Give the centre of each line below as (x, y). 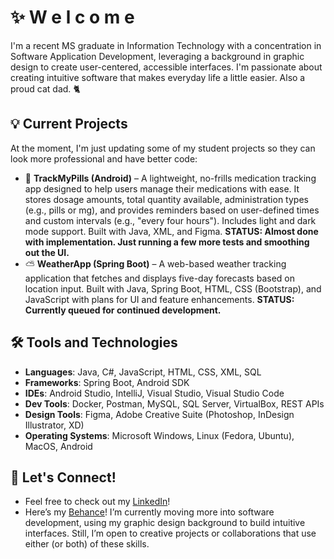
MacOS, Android (58, 446)
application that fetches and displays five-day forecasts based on (159, 278)
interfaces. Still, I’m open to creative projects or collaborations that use (170, 533)
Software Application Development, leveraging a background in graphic (157, 56)
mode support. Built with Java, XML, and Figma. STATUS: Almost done (171, 231)
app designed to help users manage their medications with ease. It (162, 188)
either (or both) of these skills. (87, 544)
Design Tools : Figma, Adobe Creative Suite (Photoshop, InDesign (159, 414)
